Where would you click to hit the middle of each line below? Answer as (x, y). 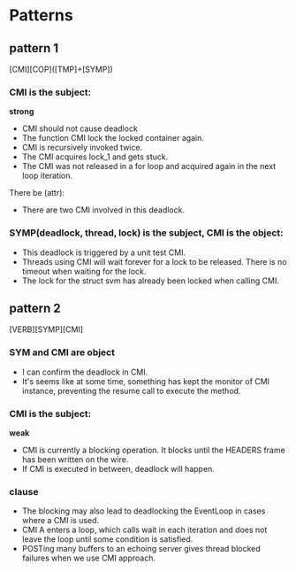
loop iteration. (47, 176)
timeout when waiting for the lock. (84, 271)
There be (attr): (37, 193)
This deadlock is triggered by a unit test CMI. (104, 252)
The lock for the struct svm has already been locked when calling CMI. (151, 281)
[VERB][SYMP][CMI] (46, 329)
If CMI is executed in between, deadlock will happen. (118, 469)
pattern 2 (35, 308)
